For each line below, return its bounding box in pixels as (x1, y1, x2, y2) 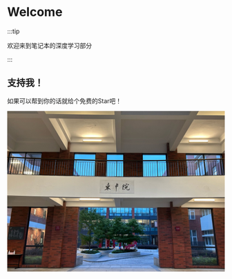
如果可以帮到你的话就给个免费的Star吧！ (7, 96, 122, 105)
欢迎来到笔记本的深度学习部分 (7, 41, 92, 49)
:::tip (7, 27, 20, 35)
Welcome (7, 4, 63, 20)
